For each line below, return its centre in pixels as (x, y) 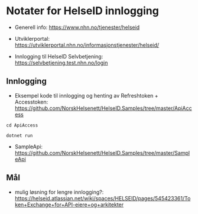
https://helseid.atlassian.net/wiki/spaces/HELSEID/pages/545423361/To (103, 198)
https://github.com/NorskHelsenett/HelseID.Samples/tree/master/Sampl (102, 153)
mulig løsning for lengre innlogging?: (59, 192)
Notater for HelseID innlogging (83, 11)
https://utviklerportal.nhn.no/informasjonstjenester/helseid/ (87, 45)
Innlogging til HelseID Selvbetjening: (59, 56)
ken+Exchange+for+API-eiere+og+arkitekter (69, 205)
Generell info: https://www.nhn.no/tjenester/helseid (77, 27)
